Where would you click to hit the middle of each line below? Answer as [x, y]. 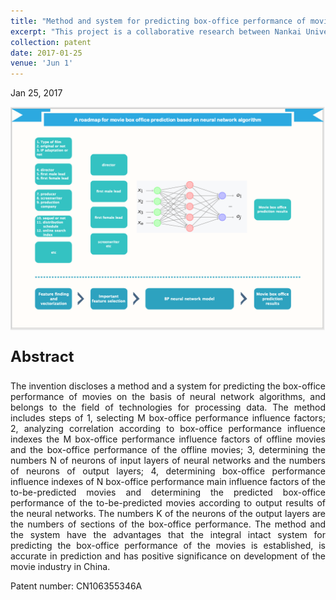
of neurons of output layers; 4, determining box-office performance [168, 471]
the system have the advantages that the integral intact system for [168, 535]
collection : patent [51, 42]
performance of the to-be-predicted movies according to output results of [168, 503]
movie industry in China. [60, 567]
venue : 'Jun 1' [42, 63]
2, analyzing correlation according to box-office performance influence [168, 429]
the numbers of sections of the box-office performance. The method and [168, 524]
